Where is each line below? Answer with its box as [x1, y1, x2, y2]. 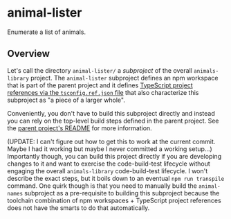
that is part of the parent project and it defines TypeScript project [7, 81, 194, 89]
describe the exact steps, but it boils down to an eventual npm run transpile [7, 174, 225, 182]
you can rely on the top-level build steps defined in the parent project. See [7, 116, 219, 125]
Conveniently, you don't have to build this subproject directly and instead [7, 109, 216, 117]
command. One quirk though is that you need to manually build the [7, 182, 197, 190]
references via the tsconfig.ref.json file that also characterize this [7, 88, 199, 96]
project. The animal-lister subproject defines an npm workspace [30, 73, 219, 82]
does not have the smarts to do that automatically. [7, 203, 150, 212]
